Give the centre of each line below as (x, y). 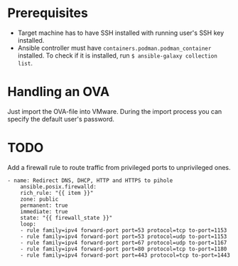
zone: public (39, 199)
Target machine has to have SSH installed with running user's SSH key (121, 33)
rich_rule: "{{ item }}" (57, 193)
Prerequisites (48, 13)
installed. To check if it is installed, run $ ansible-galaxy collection (118, 55)
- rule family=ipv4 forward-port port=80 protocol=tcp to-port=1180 (124, 249)
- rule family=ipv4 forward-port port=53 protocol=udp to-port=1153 (124, 236)
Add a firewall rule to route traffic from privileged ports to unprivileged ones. (119, 167)
